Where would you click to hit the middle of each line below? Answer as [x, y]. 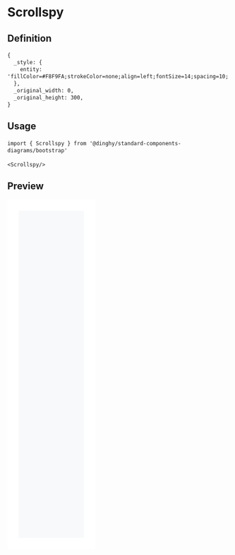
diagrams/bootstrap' [38, 150]
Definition [29, 38]
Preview [26, 187]
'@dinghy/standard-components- [135, 143]
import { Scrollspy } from [47, 143]
